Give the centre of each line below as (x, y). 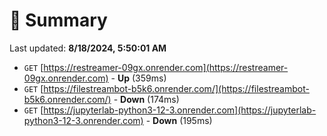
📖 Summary (58, 20)
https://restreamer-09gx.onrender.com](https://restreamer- (166, 67)
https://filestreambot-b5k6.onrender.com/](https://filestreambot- (176, 88)
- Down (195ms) (179, 120)
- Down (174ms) (146, 99)
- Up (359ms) (138, 78)
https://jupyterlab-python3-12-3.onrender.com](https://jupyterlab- (180, 110)
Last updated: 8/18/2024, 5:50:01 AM (88, 48)
